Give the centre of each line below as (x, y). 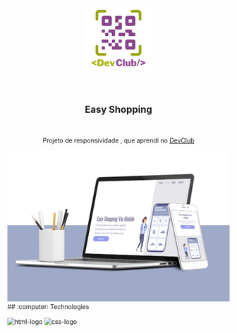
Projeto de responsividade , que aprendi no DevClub (118, 140)
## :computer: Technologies (48, 306)
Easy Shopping (119, 110)
